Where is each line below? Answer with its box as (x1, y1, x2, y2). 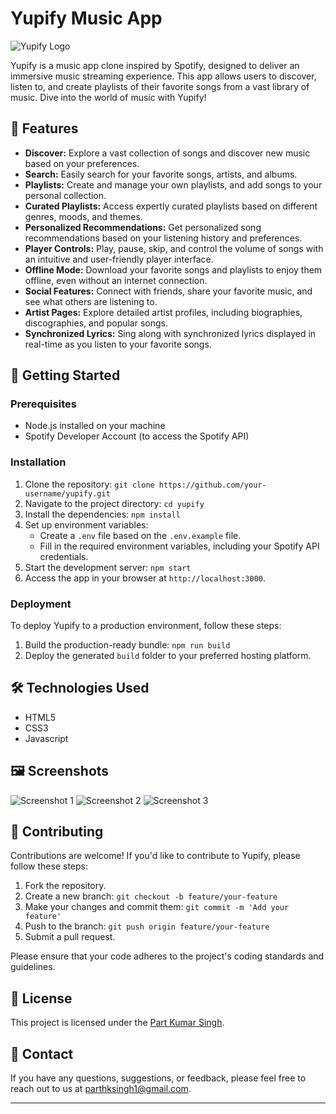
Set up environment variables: (24, 518, 149, 531)
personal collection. (24, 189, 107, 201)
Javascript (24, 732, 69, 744)
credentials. (39, 550, 89, 562)
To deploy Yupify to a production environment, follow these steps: (10, 620, 282, 632)
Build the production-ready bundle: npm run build (24, 639, 231, 651)
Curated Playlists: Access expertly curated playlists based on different (24, 200, 318, 212)
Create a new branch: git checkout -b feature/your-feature (24, 890, 278, 902)
